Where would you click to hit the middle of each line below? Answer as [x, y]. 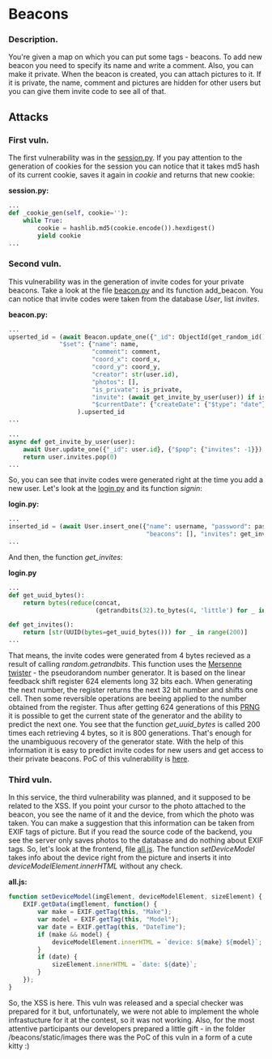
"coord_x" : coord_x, [126, 360]
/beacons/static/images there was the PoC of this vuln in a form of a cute [130, 1037]
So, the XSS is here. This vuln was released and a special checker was [126, 1002]
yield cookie [59, 236]
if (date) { [58, 957]
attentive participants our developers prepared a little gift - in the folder [127, 1028]
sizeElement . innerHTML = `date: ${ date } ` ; [124, 965]
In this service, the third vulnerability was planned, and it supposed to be [130, 797]
